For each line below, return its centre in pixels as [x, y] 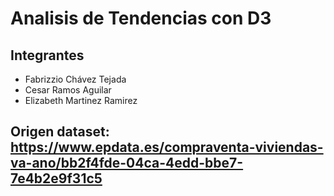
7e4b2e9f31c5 [56, 178]
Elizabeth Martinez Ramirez [81, 100]
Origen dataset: [60, 132]
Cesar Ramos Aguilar [68, 90]
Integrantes [47, 55]
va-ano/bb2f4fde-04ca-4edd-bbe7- [127, 163]
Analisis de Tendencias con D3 [141, 18]
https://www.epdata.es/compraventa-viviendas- [167, 147]
